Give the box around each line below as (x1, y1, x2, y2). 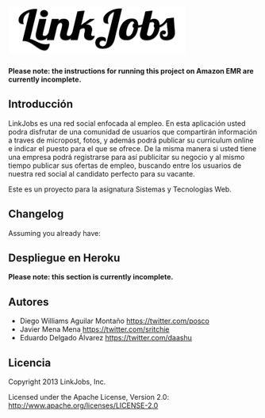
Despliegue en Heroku (8, 251, 121, 264)
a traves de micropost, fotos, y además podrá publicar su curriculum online (8, 135, 254, 145)
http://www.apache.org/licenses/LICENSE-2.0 (8, 401, 159, 410)
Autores (8, 295, 49, 309)
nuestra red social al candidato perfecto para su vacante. (8, 169, 196, 178)
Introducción (8, 97, 74, 111)
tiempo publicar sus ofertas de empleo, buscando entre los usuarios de (8, 161, 242, 170)
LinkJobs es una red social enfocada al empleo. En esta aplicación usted (8, 118, 246, 128)
